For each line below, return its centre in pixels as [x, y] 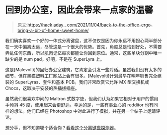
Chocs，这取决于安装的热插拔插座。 [42, 88]
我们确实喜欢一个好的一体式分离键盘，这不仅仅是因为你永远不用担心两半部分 [83, 41]
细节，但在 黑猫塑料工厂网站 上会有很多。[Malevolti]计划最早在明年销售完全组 [83, 76]
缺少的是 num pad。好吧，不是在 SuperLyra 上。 [55, 59]
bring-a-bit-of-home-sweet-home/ [53, 30]
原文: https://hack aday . [42, 25]
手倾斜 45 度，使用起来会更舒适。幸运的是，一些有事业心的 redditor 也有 [79, 105]
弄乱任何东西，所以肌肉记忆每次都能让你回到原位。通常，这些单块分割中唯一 [83, 53]
